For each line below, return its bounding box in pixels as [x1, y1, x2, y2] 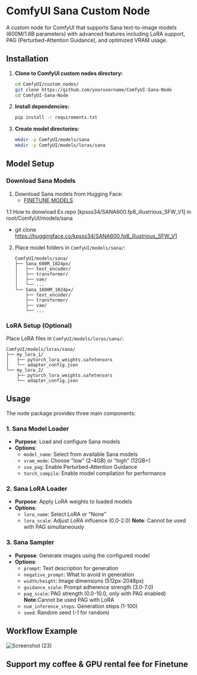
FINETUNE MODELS [23, 197, 73, 204]
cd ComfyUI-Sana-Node [14, 92, 68, 98]
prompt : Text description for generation [23, 564, 119, 571]
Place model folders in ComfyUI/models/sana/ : [14, 244, 126, 251]
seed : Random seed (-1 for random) [23, 609, 110, 616]
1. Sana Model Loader [6, 424, 69, 433]
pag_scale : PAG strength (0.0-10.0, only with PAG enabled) [23, 590, 166, 597]
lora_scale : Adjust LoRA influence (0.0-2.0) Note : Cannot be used [23, 517, 186, 524]
